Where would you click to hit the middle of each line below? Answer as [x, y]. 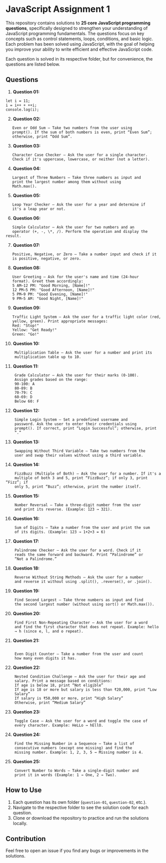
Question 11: [26, 366]
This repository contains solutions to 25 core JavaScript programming [78, 23]
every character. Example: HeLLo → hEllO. [59, 725]
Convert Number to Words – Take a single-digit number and [77, 771]
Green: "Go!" [26, 334]
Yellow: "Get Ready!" [34, 330]
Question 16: [26, 518]
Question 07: [26, 245]
